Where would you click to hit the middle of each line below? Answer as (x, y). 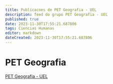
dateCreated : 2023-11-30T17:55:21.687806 (49, 38)
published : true (22, 19)
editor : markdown (23, 33)
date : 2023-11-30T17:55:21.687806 (41, 24)
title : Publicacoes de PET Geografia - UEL (51, 10)
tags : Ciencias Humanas (30, 28)
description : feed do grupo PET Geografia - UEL (56, 14)
